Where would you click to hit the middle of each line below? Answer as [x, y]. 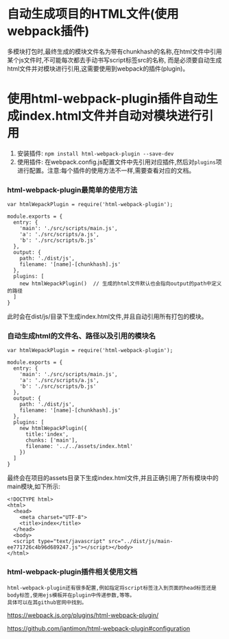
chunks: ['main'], [51, 440]
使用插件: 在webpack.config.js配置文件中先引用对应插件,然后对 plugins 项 [119, 162]
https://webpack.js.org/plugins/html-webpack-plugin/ [83, 615]
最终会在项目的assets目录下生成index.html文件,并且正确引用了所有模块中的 [113, 478]
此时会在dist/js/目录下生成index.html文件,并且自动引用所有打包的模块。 [107, 316]
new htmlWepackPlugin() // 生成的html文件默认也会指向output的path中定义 [121, 284]
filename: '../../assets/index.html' [79, 447]
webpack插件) [48, 31]
